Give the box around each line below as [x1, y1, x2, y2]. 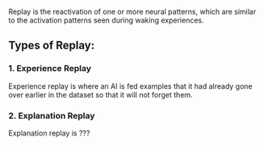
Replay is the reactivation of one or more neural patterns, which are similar [8, 7, 257, 16]
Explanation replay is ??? [8, 128, 90, 138]
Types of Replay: [8, 39, 95, 52]
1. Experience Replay [8, 63, 91, 74]
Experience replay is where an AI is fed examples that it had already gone [8, 81, 253, 91]
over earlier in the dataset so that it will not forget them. [8, 90, 193, 99]
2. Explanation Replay [8, 110, 95, 121]
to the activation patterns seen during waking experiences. [8, 15, 204, 25]
